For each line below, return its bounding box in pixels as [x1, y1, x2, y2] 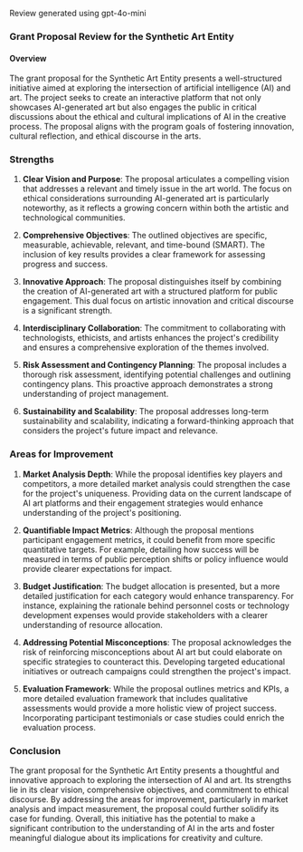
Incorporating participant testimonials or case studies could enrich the [22, 712, 285, 723]
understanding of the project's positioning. [22, 507, 183, 518]
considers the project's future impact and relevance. [22, 425, 219, 436]
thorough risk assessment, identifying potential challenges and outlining [22, 369, 291, 380]
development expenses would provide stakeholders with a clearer [22, 609, 269, 620]
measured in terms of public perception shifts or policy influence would [22, 553, 289, 565]
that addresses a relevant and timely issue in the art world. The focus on [22, 183, 292, 194]
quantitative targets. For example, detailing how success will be [22, 544, 260, 555]
